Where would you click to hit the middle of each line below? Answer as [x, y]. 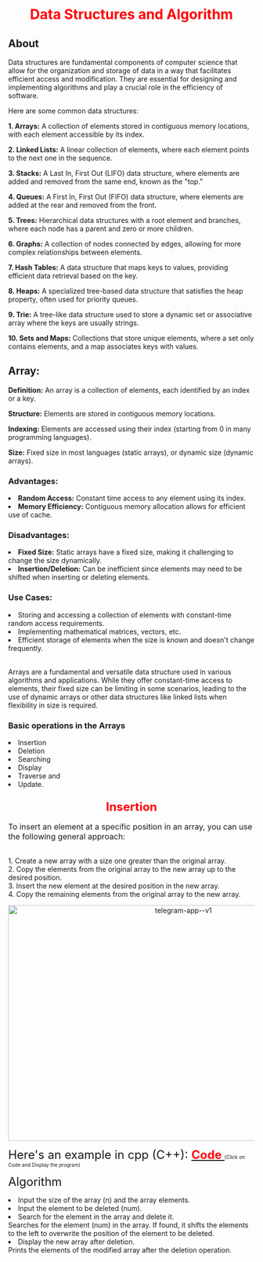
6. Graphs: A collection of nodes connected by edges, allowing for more [124, 244]
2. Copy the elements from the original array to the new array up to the [122, 869]
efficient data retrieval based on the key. [73, 276]
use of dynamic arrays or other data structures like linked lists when [117, 697]
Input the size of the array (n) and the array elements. [104, 1200]
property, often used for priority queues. [73, 299]
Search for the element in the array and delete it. [96, 1217]
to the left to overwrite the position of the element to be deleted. [111, 1234]
